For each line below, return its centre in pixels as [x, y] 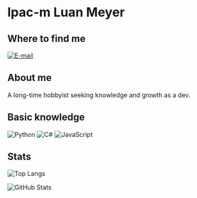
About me [30, 78]
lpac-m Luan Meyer [66, 12]
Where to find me [47, 39]
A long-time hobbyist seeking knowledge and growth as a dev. [99, 95]
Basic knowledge [46, 117]
